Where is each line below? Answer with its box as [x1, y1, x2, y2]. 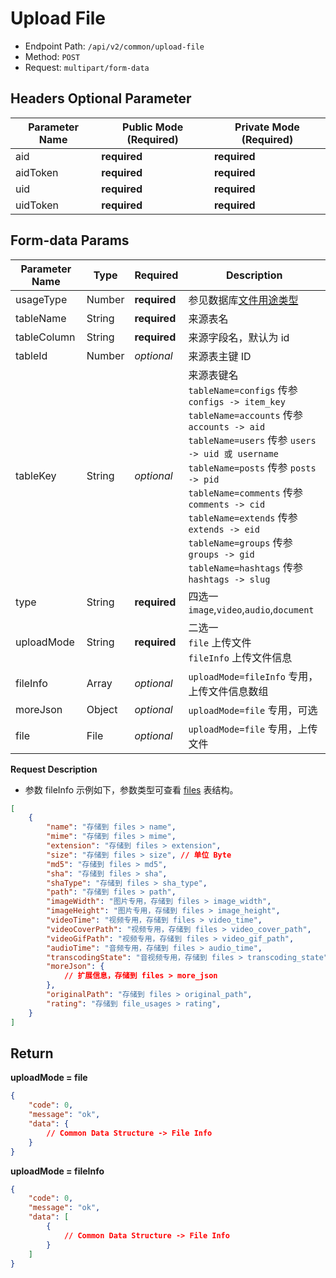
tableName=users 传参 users [188, 433, 317, 447]
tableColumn [15, 330, 76, 344]
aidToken [15, 165, 59, 179]
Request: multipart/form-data [24, 61, 150, 73]
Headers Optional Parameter [10, 90, 192, 107]
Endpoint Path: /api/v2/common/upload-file [24, 40, 205, 52]
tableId [15, 348, 48, 362]
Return [10, 1045, 54, 1062]
